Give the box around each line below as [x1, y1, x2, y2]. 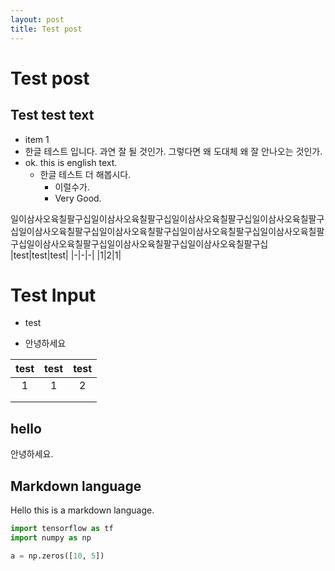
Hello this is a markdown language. [10, 504, 155, 516]
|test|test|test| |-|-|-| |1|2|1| [10, 249, 122, 261]
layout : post [10, 14, 65, 25]
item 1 [24, 133, 50, 145]
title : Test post [10, 24, 83, 34]
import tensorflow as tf [10, 524, 114, 534]
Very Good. [54, 192, 102, 204]
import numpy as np [10, 532, 92, 543]
